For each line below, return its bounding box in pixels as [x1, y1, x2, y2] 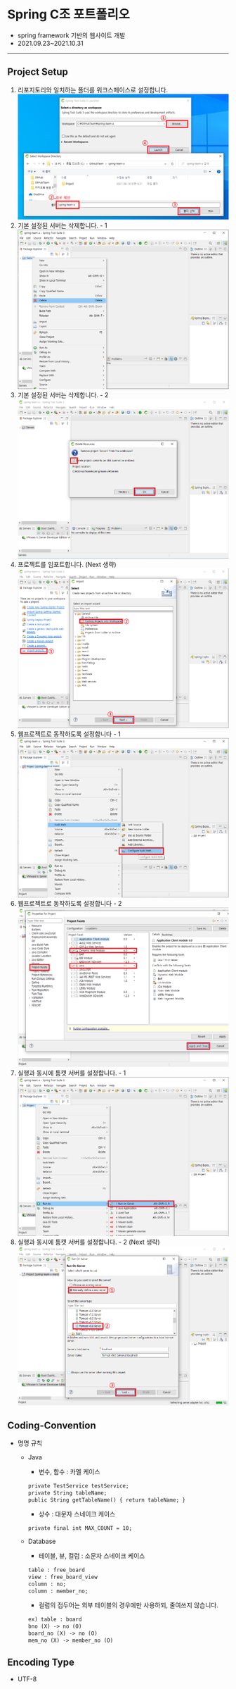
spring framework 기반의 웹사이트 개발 [17, 31, 126, 39]
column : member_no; [27, 1588, 88, 1595]
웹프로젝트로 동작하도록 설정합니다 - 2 [17, 899, 122, 908]
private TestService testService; [27, 1483, 129, 1490]
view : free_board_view [27, 1573, 98, 1581]
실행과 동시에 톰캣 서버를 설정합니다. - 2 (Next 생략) [17, 1238, 160, 1247]
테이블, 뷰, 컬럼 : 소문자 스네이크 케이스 [38, 1552, 145, 1560]
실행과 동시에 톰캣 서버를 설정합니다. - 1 [17, 1068, 126, 1077]
